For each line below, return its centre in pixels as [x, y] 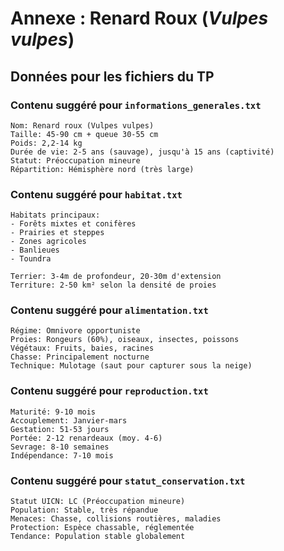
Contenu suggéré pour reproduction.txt [109, 391]
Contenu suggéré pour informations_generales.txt [136, 105]
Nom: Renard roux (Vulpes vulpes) [82, 125]
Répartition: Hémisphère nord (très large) [102, 169]
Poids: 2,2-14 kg [46, 143]
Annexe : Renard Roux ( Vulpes [139, 18]
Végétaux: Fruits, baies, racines [82, 348]
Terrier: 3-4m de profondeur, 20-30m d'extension [116, 277]
